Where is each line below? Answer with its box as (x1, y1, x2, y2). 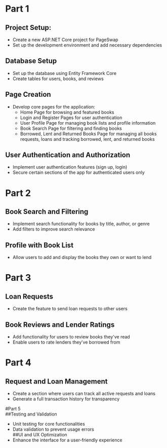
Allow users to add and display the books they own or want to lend (12, 254, 152, 260)
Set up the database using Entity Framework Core (12, 70, 117, 76)
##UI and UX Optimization (12, 432, 67, 438)
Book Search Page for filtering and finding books (20, 125, 122, 131)
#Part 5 (5, 406, 21, 412)
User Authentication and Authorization (5, 151, 131, 160)
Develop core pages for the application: (12, 103, 95, 109)
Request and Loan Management (5, 377, 108, 386)
